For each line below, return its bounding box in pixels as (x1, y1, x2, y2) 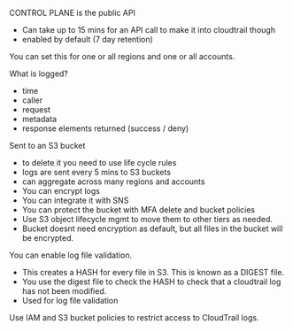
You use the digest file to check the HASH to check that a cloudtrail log (21, 276, 281, 287)
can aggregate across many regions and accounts (21, 176, 205, 187)
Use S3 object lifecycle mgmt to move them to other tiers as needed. (21, 214, 273, 224)
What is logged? (9, 68, 69, 79)
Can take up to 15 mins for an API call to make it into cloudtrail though (21, 25, 276, 35)
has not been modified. (21, 286, 107, 296)
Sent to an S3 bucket (9, 141, 86, 151)
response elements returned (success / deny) (21, 123, 189, 134)
